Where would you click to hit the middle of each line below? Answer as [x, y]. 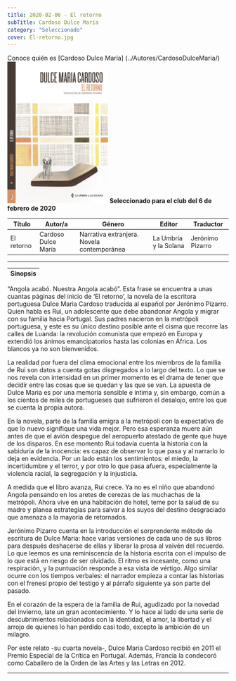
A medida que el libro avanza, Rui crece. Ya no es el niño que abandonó [111, 487]
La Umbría [168, 238]
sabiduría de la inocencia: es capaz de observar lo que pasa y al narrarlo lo [116, 450]
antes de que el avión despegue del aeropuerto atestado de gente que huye [117, 436]
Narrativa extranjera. [109, 234]
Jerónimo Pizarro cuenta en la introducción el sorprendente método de [110, 530]
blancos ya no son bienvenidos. [53, 348]
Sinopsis [23, 274]
